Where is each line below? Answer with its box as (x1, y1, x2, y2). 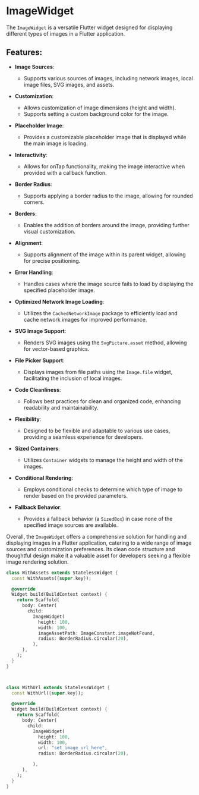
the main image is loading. (23, 140, 88, 147)
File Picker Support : (14, 357, 65, 364)
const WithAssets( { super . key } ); (11, 575, 92, 581)
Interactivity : (14, 151, 48, 158)
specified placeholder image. (23, 287, 95, 294)
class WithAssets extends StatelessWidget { (6, 570, 118, 576)
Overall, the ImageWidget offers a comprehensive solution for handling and (6, 533, 187, 540)
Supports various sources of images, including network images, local (23, 74, 193, 81)
